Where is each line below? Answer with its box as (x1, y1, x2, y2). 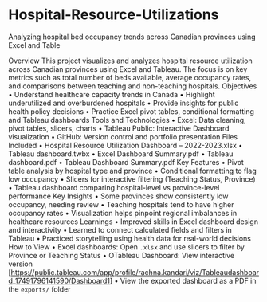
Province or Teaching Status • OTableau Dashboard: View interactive (8, 250, 235, 260)
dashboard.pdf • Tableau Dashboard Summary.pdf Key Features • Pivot (8, 157, 245, 167)
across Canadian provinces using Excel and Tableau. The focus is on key (8, 64, 248, 73)
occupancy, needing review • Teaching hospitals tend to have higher (8, 199, 234, 209)
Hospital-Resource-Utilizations (8, 6, 219, 24)
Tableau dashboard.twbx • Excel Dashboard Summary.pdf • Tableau (8, 149, 234, 159)
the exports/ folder (8, 284, 71, 294)
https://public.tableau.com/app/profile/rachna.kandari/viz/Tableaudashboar (10, 267, 260, 277)
